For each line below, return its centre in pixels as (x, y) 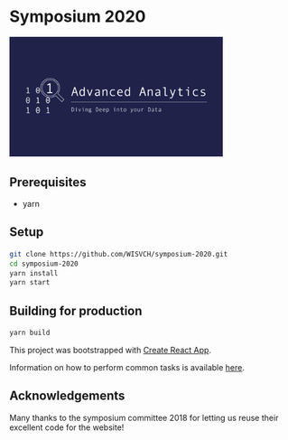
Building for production (76, 310)
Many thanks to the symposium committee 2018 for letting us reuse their (144, 417)
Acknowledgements (67, 396)
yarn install (34, 273)
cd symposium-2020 (44, 264)
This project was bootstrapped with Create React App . (111, 350)
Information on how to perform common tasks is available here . (127, 367)
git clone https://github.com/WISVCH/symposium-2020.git (119, 254)
